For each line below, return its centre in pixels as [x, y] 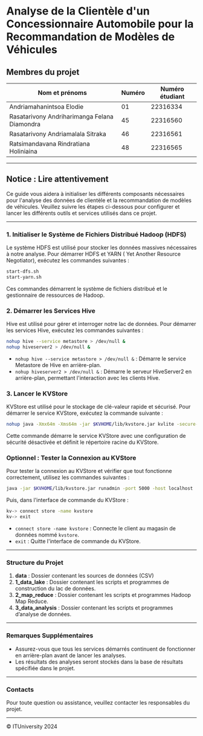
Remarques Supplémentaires [50, 636]
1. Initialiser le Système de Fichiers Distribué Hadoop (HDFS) [96, 234]
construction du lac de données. [55, 588]
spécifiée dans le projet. [45, 668]
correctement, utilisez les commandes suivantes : [68, 477]
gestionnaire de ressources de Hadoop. [56, 295]
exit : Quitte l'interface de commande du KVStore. [78, 541]
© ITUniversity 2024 [32, 726]
